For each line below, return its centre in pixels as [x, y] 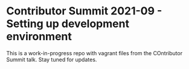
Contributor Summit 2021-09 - [84, 11]
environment [39, 37]
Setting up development [68, 24]
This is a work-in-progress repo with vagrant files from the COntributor [94, 53]
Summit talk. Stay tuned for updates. [52, 59]
